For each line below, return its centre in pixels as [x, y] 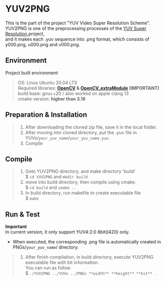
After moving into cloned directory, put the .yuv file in [81, 132]
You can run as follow [48, 268]
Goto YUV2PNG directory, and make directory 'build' [80, 171]
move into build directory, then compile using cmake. [80, 182]
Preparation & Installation [46, 115]
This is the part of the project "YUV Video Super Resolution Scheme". [78, 23]
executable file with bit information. [62, 263]
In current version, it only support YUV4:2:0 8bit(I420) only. [68, 232]
